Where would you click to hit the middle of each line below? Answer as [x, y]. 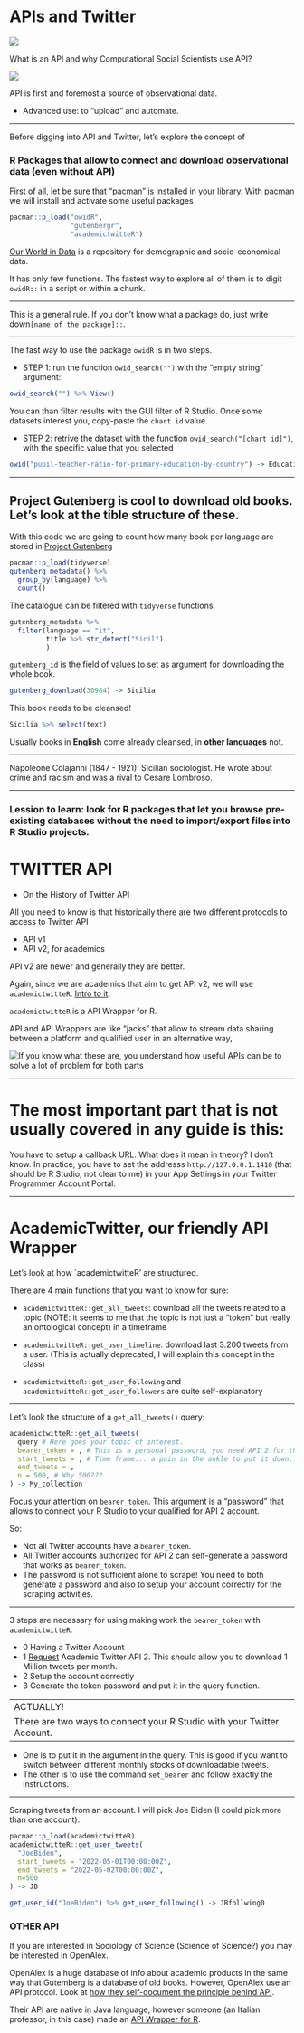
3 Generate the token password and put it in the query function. [141, 1686]
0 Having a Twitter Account [73, 1648]
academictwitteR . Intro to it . [60, 993]
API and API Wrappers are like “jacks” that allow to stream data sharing [142, 1029]
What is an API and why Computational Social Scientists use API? [131, 58]
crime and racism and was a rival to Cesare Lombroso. [111, 778]
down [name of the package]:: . [68, 324]
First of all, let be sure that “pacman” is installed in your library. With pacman [152, 191]
